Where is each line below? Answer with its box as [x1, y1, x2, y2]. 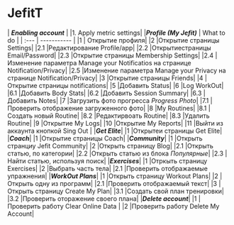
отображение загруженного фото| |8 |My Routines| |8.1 [42, 104, 207, 112]
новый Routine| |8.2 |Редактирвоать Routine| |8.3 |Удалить [34, 111, 211, 120]
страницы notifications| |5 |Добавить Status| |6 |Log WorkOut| [38, 81, 224, 89]
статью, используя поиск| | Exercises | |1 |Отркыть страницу [27, 156, 208, 165]
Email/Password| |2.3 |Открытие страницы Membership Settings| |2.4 [7, 51, 214, 60]
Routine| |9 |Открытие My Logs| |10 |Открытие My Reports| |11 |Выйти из [7, 119, 223, 127]
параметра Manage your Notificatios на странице [43, 58, 191, 67]
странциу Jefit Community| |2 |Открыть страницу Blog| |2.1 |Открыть [7, 141, 214, 150]
